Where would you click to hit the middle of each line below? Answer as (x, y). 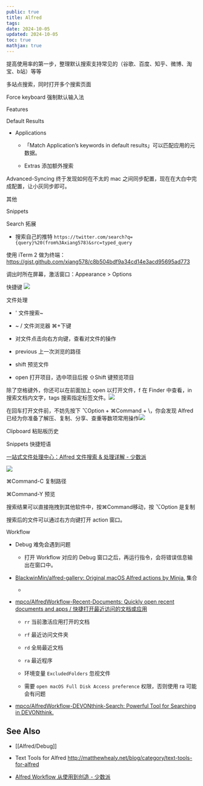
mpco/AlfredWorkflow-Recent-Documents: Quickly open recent (95, 602)
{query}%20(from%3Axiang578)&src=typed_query (73, 243)
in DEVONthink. (34, 712)
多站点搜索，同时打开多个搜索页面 (49, 84)
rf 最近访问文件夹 (46, 634)
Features (17, 109)
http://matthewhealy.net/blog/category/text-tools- (130, 757)
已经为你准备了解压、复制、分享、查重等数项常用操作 (73, 418)
